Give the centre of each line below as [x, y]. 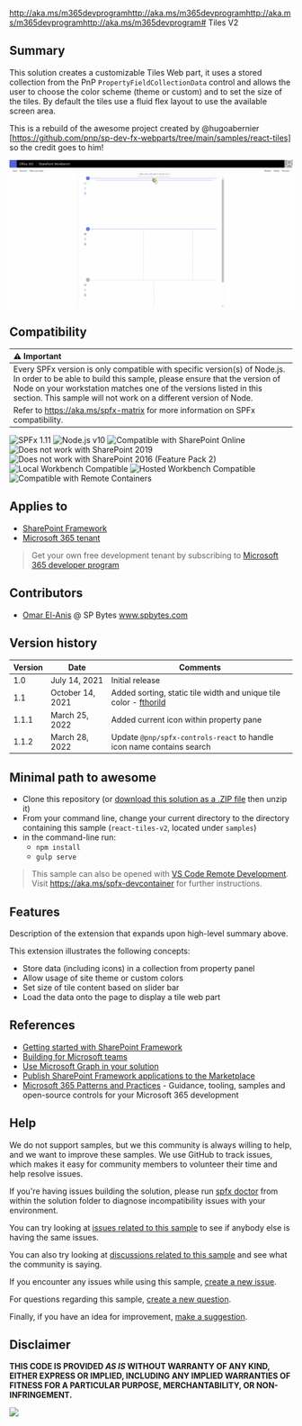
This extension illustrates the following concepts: [100, 951]
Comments [200, 667]
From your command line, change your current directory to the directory [156, 818]
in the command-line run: [69, 837]
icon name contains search [161, 746]
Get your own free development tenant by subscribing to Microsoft [155, 555]
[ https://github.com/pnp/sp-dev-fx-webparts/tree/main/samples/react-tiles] [150, 138]
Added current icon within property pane [187, 720]
